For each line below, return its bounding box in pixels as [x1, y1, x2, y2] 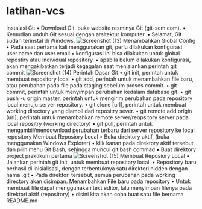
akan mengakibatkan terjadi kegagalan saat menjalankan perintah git [6, 62, 177, 70]
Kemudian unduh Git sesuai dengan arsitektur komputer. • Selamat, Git [6, 30, 182, 37]
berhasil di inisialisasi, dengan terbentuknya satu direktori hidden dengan [6, 164, 188, 172]
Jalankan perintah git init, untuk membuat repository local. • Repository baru [6, 158, 197, 166]
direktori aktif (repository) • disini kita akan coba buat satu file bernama [6, 190, 184, 198]
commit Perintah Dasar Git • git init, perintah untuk [6, 69, 179, 76]
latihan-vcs [6, 4, 65, 18]
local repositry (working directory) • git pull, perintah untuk [6, 120, 153, 127]
